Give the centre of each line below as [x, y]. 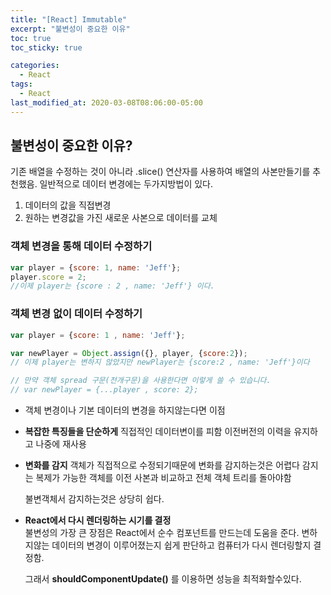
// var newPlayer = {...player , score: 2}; [104, 390]
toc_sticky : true [46, 47]
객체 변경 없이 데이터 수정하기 [76, 314]
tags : [21, 84]
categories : [35, 66]
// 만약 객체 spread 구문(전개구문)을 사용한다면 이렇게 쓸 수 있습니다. [141, 381]
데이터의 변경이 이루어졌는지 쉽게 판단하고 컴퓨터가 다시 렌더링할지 [181, 545]
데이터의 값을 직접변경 [68, 205]
